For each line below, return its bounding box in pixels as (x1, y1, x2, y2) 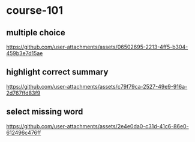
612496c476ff (6, 129, 41, 136)
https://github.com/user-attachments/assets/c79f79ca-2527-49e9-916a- (6, 83, 188, 90)
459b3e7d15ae (6, 50, 43, 57)
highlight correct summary (6, 67, 109, 77)
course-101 (6, 4, 63, 17)
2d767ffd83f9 (6, 89, 41, 96)
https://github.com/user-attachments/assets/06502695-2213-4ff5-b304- (6, 43, 188, 50)
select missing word (6, 107, 83, 117)
